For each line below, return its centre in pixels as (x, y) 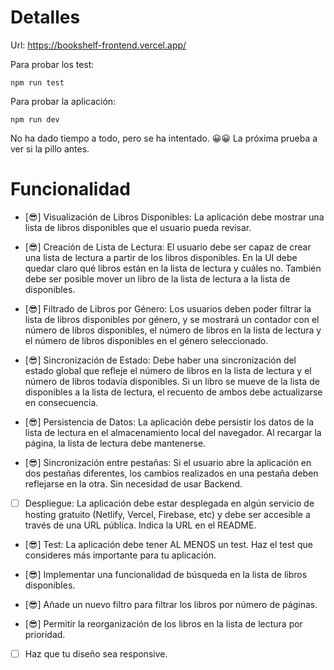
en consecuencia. (61, 402)
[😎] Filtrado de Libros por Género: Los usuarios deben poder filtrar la (168, 308)
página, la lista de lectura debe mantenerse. (115, 443)
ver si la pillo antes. (50, 148)
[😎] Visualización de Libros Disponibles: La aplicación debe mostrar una (174, 217)
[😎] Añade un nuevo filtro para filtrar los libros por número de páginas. (171, 604)
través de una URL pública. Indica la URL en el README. (140, 525)
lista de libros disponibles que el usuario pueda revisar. (138, 227)
